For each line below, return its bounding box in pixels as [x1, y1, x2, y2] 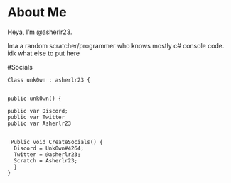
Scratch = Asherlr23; [14, 157, 78, 164]
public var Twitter [7, 113, 65, 121]
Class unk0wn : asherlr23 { [7, 76, 91, 84]
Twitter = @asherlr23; [14, 150, 81, 158]
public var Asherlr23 [7, 120, 72, 127]
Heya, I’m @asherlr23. [7, 28, 72, 36]
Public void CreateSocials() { [10, 138, 103, 145]
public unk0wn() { [7, 95, 62, 102]
